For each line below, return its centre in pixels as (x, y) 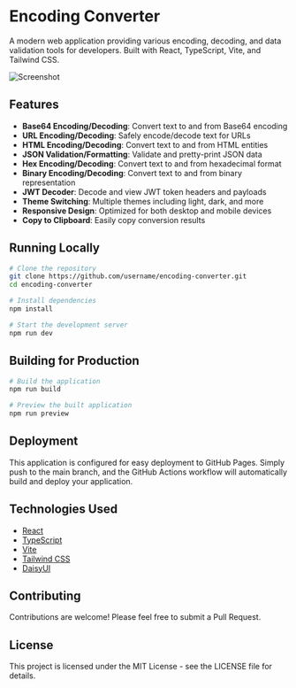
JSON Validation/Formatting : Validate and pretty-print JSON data (142, 154)
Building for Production (74, 361)
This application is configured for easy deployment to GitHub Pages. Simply (147, 462)
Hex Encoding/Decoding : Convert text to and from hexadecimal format (152, 163)
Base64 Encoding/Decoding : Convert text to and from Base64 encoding (155, 126)
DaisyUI (36, 568)
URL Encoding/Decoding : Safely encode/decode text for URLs (136, 135)
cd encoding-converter (51, 285)
